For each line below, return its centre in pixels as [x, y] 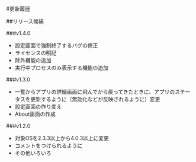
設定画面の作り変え [38, 107]
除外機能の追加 [33, 60]
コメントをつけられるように [49, 145]
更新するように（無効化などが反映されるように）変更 [95, 99]
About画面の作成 [35, 114]
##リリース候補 [25, 21]
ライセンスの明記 [36, 53]
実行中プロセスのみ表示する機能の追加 [61, 68]
